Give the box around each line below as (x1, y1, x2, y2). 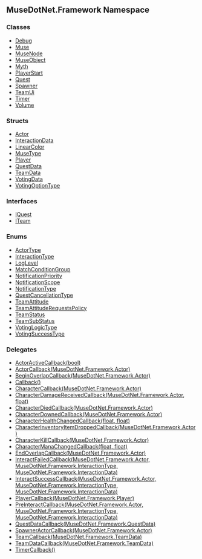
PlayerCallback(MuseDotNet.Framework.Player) (15, 494, 135, 501)
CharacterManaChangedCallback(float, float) (15, 442, 128, 450)
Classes (6, 23, 31, 32)
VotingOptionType (15, 181, 60, 189)
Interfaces (6, 197, 37, 205)
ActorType (15, 246, 41, 254)
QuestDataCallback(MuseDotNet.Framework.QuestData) (15, 520, 156, 527)
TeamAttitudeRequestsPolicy (15, 304, 87, 311)
